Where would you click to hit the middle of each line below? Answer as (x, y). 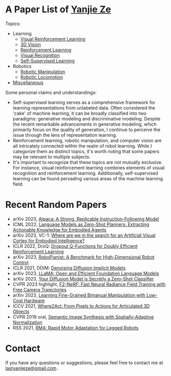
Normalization (27, 322)
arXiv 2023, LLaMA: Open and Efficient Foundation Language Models (86, 273)
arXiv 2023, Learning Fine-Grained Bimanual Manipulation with (79, 295)
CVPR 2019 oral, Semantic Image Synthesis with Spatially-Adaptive (83, 317)
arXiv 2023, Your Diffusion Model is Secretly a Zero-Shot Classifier (83, 279)
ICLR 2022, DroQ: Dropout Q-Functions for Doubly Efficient (75, 246)
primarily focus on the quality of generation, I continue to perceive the (87, 130)
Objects (21, 311)
